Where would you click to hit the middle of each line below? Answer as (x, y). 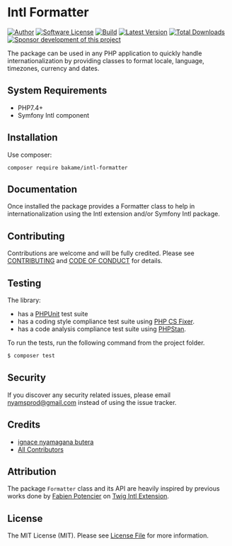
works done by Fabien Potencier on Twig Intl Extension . (88, 496)
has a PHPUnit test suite (53, 314)
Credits (24, 425)
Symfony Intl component (53, 115)
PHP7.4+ (30, 108)
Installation (33, 138)
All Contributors (40, 449)
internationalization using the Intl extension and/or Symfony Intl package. (114, 214)
